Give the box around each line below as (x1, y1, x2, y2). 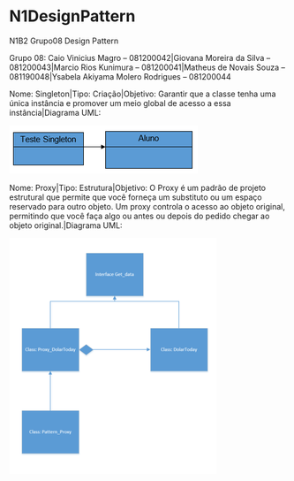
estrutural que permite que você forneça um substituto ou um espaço (9, 192, 262, 202)
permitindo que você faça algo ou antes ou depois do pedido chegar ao (9, 210, 270, 221)
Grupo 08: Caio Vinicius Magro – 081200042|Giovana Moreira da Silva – (9, 52, 271, 63)
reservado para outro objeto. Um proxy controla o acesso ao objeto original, (9, 201, 285, 211)
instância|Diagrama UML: (9, 107, 102, 118)
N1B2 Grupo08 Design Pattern (9, 35, 119, 46)
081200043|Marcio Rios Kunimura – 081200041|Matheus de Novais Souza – (9, 62, 285, 73)
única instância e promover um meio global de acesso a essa (9, 97, 231, 108)
